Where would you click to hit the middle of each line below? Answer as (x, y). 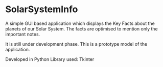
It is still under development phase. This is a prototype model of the (76, 44)
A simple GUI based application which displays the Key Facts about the (80, 23)
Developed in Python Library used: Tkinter (50, 59)
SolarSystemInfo (42, 9)
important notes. (23, 34)
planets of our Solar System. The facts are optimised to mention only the (81, 28)
